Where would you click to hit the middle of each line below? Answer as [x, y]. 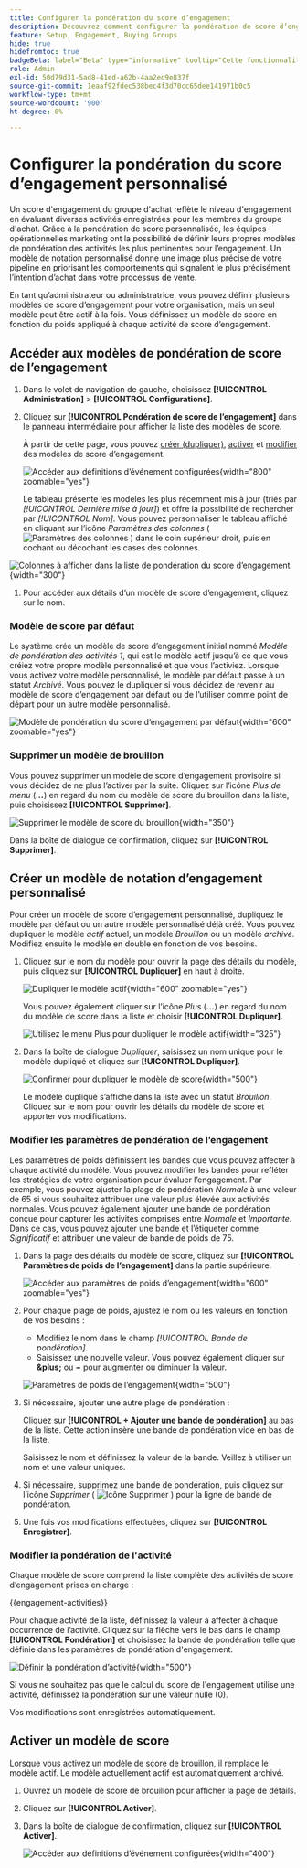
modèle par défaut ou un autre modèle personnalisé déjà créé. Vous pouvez [153, 924]
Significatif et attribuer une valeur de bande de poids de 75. [122, 1238]
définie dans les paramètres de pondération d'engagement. [122, 1649]
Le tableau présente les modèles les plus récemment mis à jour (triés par [160, 499]
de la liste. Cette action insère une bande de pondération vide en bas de [159, 1430]
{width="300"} [37, 575]
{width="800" [245, 471]
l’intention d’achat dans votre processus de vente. [103, 278]
